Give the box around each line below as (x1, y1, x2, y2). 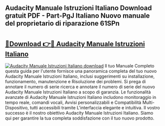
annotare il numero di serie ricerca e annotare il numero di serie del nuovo (5, 84, 155, 90)
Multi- (142, 99, 155, 105)
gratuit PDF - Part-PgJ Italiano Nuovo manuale (5, 12, 150, 20)
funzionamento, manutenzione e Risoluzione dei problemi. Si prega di (5, 79, 146, 84)
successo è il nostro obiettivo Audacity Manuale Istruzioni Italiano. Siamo (5, 110, 154, 116)
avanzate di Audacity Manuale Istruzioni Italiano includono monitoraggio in (5, 94, 157, 100)
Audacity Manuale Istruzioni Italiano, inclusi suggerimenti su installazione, (5, 73, 155, 79)
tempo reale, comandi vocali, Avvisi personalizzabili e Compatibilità (5, 99, 141, 105)
